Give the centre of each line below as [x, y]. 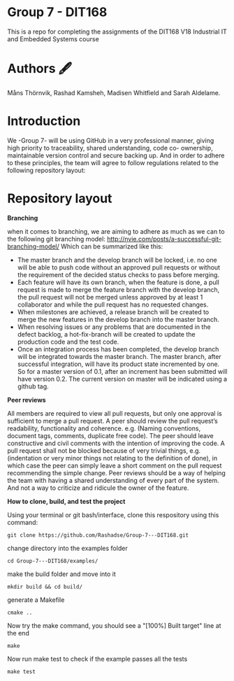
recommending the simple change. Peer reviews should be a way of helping [116, 472]
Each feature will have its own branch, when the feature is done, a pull [118, 282]
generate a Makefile [36, 600]
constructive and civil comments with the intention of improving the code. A [116, 443]
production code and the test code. [68, 342]
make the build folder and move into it [62, 574]
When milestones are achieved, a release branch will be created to [113, 311]
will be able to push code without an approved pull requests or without [119, 267]
